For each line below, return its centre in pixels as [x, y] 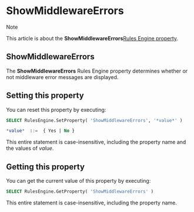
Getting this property [46, 167]
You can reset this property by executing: [56, 110]
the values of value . [30, 148]
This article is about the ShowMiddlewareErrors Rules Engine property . [92, 38]
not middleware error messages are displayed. [62, 77]
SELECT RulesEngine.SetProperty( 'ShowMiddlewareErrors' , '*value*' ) [94, 120]
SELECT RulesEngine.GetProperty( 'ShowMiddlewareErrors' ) [80, 192]
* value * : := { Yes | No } [41, 131]
